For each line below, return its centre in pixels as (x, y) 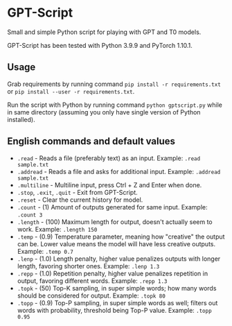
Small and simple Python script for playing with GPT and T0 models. (104, 32)
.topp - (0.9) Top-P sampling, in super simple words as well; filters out (117, 302)
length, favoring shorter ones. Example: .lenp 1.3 (88, 266)
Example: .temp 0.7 (45, 251)
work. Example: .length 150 (57, 229)
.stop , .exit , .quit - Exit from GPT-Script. (78, 192)
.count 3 (30, 215)
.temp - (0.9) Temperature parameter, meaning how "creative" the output (121, 237)
